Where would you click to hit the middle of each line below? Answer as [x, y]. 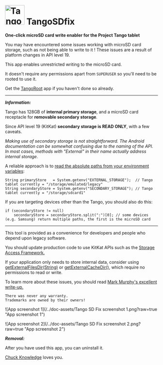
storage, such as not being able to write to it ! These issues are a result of [78, 50]
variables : [15, 171]
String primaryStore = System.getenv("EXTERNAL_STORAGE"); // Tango [79, 180]
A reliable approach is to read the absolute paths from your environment [77, 166]
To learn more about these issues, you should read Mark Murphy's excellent [81, 282]
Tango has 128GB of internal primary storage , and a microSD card [72, 111]
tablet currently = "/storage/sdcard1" [45, 193]
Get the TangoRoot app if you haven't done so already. [60, 88]
